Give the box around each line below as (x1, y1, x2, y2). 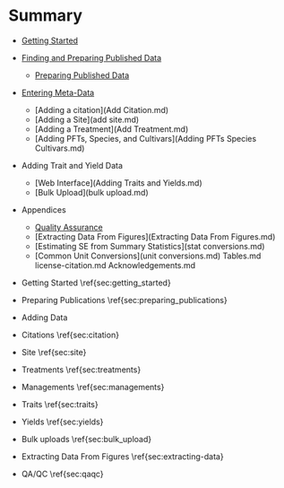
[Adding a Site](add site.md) (34, 114, 140, 125)
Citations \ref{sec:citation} (21, 329, 120, 340)
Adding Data (21, 311, 68, 323)
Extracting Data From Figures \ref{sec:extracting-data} (21, 450, 225, 462)
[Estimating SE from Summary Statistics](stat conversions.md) (34, 240, 265, 251)
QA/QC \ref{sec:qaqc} (21, 468, 104, 479)
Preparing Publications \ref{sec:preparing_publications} (21, 294, 228, 305)
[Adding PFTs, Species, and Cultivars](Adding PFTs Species (34, 133, 257, 144)
